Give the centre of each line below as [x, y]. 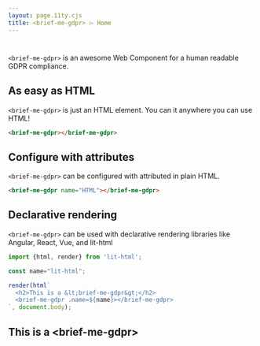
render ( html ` [29, 285]
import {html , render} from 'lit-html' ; [75, 257]
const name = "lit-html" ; [47, 271]
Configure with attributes [71, 157]
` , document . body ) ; [40, 307]
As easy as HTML [52, 91]
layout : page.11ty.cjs [45, 15]
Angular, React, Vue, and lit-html [60, 242]
